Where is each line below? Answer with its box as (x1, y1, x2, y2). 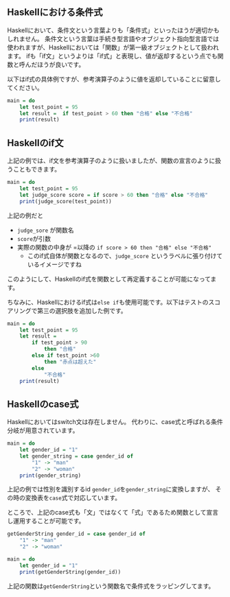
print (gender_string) (19, 472, 81, 479)
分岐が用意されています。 (7, 426, 79, 434)
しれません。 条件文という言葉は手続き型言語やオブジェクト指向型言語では (7, 34, 220, 43)
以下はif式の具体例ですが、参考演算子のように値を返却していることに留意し (7, 75, 221, 83)
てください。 (7, 83, 43, 91)
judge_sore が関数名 (16, 226, 74, 234)
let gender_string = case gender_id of (19, 452, 134, 460)
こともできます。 (12, 165, 61, 174)
